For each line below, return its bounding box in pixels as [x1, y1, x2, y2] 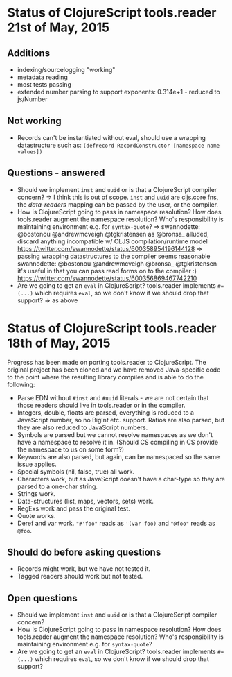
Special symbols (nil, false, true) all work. [17, 467, 135, 476]
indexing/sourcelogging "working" [17, 66, 116, 74]
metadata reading [17, 73, 68, 81]
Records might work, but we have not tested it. [17, 565, 151, 573]
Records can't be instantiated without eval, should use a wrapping [17, 133, 206, 142]
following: [7, 380, 35, 388]
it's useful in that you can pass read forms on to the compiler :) [17, 266, 197, 275]
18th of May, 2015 [7, 335, 111, 351]
